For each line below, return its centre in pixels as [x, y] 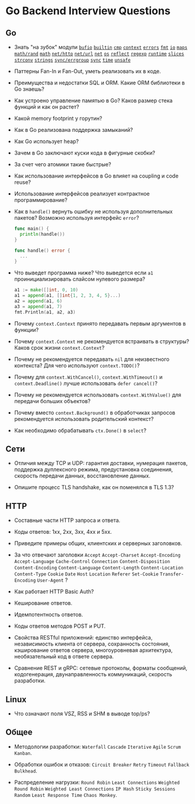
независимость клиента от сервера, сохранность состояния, [92, 644]
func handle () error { [42, 251]
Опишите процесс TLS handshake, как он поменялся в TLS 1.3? [94, 488]
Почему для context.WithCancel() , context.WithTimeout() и [88, 377]
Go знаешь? [29, 89]
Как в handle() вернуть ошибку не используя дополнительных [93, 211]
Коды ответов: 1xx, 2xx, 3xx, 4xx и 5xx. [63, 532]
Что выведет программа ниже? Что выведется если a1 [84, 273]
